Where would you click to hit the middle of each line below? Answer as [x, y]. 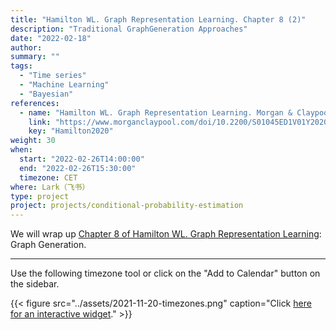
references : [35, 103]
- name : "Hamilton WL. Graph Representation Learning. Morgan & [156, 112]
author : [26, 47]
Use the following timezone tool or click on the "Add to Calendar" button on [165, 273]
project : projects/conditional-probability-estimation [127, 206]
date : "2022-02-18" [51, 38]
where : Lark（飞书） [50, 187]
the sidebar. [35, 284]
